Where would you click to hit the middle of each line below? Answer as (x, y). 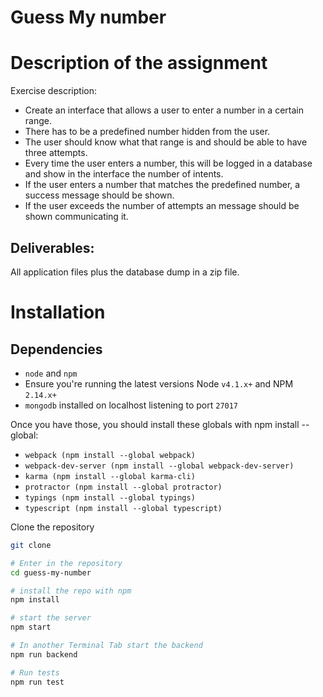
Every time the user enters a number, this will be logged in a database (168, 163)
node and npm (51, 373)
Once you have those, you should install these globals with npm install (155, 424)
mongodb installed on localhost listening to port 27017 (131, 405)
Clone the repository (52, 527)
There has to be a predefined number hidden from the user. (147, 132)
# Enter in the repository (66, 563)
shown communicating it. (76, 217)
